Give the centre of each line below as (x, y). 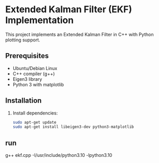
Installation (23, 101)
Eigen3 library (27, 79)
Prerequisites (27, 56)
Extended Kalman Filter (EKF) (69, 9)
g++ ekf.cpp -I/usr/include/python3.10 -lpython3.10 (59, 155)
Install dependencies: (35, 113)
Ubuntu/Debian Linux (35, 68)
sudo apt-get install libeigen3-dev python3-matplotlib (73, 127)
